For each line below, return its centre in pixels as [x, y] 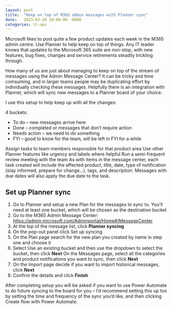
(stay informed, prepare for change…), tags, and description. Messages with [86, 170]
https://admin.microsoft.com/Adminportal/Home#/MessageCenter [83, 221]
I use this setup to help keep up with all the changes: [61, 103]
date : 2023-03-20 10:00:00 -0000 [43, 20]
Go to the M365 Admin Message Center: [55, 216]
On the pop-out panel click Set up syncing [58, 232]
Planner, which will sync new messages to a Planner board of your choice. [84, 92]
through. [14, 61]
